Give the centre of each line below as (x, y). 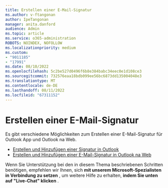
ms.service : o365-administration (41, 39)
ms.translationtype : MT (30, 81)
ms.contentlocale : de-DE (31, 85)
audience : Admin (22, 29)
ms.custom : (17, 52)
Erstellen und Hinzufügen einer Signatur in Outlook (66, 149)
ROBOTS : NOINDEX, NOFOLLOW (34, 43)
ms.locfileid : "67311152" (32, 95)
